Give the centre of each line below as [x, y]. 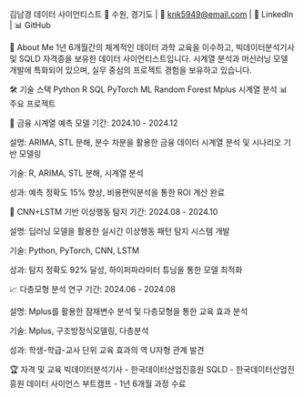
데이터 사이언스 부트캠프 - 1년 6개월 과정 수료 [106, 383]
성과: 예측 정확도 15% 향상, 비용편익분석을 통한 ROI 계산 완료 [117, 192]
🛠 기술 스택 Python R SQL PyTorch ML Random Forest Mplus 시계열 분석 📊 [149, 89]
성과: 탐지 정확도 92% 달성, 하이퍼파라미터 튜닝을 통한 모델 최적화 [126, 270]
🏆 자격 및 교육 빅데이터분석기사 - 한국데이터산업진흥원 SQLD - [122, 369]
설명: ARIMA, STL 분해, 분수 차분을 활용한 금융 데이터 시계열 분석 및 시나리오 [146, 142]
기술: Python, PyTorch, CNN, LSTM [75, 250]
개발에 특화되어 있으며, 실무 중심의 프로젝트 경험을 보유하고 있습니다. [131, 70]
